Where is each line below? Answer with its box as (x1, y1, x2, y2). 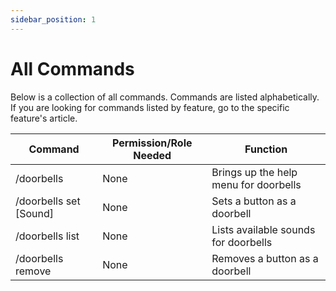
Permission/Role (111, 136, 193, 150)
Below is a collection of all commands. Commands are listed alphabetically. (10, 91, 320, 103)
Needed (133, 148, 172, 162)
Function (244, 142, 288, 156)
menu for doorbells (211, 177, 302, 191)
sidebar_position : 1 (10, 14, 97, 25)
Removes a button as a (211, 251, 319, 265)
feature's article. (10, 112, 78, 124)
